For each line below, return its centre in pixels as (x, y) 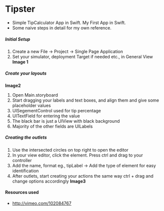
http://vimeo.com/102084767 (42, 203)
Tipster (20, 9)
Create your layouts (26, 73)
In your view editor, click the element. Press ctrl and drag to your (78, 155)
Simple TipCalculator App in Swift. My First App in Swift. (69, 23)
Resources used (22, 192)
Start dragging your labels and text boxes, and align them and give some (86, 100)
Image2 (13, 85)
